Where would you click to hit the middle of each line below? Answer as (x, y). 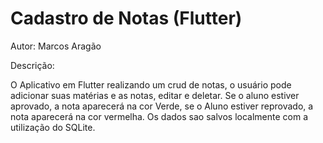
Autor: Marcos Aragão (56, 46)
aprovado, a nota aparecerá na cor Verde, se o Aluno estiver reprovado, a (162, 106)
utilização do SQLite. (53, 127)
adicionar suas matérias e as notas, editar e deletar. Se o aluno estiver (155, 95)
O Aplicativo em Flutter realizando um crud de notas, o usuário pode (151, 84)
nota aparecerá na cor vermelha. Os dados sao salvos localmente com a (159, 116)
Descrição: (32, 65)
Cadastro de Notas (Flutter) (126, 18)
